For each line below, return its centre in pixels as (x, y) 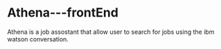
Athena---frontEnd (63, 13)
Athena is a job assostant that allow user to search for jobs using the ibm (111, 32)
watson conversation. (38, 39)
